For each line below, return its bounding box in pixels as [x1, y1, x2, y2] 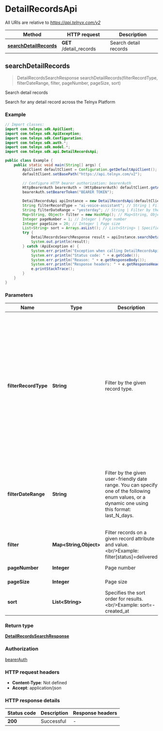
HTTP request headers [5, 669, 60, 675]
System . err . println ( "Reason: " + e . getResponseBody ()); [31, 257, 147, 262]
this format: [105, 506, 131, 513]
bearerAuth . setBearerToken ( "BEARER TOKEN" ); [22, 190, 114, 195]
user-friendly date [105, 476, 147, 483]
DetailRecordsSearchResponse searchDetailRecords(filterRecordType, [16, 75, 158, 81]
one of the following [105, 488, 150, 495]
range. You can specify [105, 482, 158, 488]
